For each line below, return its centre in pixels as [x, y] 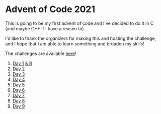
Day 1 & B [22, 63]
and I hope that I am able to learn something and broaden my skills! [75, 43]
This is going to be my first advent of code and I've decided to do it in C [79, 23]
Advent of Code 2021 [50, 9]
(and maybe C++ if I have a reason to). [45, 28]
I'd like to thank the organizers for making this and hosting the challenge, [81, 38]
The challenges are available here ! [41, 53]
